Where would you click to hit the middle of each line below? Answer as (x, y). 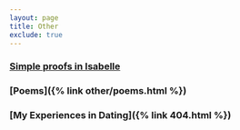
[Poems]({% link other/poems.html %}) (98, 91)
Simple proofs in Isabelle (65, 66)
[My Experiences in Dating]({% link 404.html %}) (120, 115)
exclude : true (36, 35)
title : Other (34, 26)
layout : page (34, 18)
